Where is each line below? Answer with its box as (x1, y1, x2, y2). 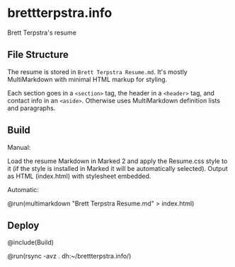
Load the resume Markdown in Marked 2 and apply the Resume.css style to (7, 157, 228, 165)
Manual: (7, 143, 31, 151)
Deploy (7, 219, 40, 231)
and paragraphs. (7, 104, 56, 112)
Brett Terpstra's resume (7, 28, 76, 37)
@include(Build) (7, 238, 55, 247)
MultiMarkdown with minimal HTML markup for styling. (7, 75, 168, 83)
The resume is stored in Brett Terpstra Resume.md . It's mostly (7, 67, 188, 76)
